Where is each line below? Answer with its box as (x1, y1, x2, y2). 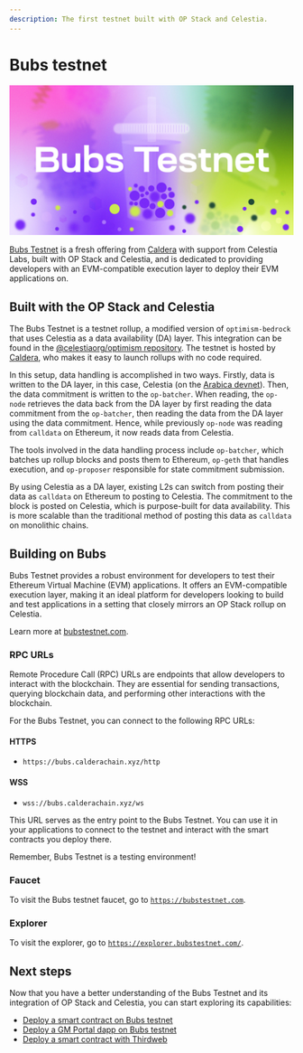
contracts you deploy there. (9, 833, 113, 844)
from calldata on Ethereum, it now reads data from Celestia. (9, 428, 234, 438)
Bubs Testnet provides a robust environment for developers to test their (9, 569, 275, 580)
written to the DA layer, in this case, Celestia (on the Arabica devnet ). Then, (9, 380, 289, 390)
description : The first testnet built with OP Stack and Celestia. (9, 14, 269, 24)
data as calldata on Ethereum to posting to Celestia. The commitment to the (9, 491, 293, 502)
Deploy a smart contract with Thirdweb (22, 1034, 169, 1045)
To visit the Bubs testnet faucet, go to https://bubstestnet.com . (9, 894, 246, 905)
